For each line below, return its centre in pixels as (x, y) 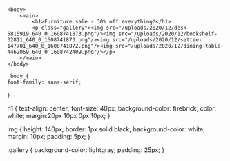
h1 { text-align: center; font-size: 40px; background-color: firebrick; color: (112, 108)
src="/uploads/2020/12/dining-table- (170, 46)
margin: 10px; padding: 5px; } (49, 137)
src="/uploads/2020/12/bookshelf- (168, 34)
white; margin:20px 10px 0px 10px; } (59, 116)
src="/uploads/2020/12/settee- (157, 40)
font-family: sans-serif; (44, 82)
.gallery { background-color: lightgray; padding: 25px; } (86, 150)
